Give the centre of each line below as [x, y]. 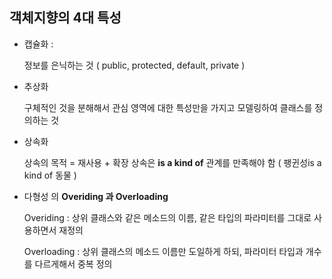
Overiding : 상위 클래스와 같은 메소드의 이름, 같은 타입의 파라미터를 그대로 [167, 217]
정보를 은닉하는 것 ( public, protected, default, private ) [134, 65]
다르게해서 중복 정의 [73, 264]
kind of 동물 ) [50, 175]
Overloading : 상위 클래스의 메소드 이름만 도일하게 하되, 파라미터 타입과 [163, 251]
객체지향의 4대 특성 [65, 18]
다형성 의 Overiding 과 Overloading [96, 196]
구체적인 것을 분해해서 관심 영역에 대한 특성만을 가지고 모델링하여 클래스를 [168, 107]
